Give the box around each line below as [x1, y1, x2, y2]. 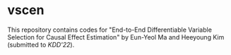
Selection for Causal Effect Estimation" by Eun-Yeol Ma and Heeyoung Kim [7, 32, 225, 41]
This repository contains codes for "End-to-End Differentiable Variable [7, 25, 212, 34]
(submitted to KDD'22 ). [7, 40, 75, 49]
